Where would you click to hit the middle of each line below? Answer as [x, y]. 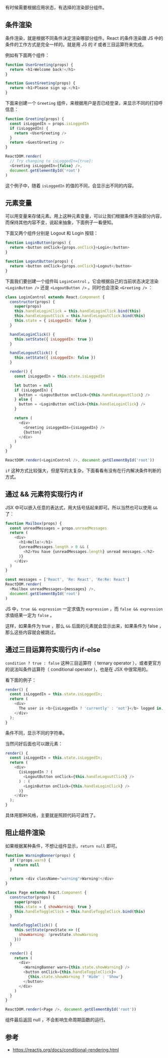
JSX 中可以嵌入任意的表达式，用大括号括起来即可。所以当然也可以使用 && [81, 507]
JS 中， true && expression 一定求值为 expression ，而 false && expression [84, 609]
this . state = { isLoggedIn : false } [53, 321]
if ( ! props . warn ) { [30, 860]
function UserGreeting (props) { [39, 65]
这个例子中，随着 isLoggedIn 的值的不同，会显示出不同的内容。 [71, 185]
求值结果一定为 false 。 [30, 615]
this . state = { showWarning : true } [53, 907]
